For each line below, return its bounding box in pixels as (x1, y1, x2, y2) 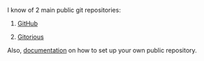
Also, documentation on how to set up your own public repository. (7, 46, 197, 54)
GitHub (17, 19, 38, 27)
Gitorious (17, 33, 44, 41)
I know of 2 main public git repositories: (7, 6, 121, 14)
